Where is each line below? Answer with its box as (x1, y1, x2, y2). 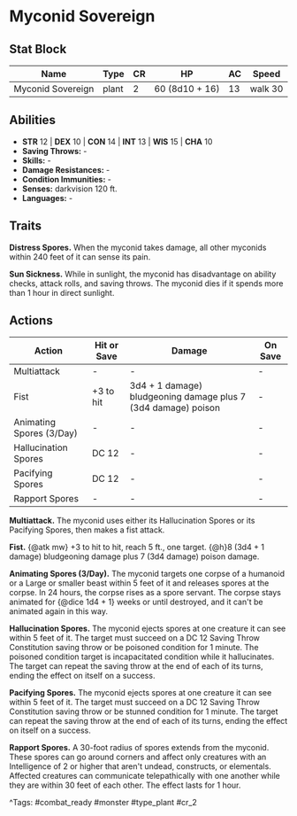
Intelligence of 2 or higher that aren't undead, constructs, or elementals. (9, 761, 271, 772)
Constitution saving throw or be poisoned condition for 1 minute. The (9, 642, 259, 653)
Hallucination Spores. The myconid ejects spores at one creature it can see (9, 623, 286, 634)
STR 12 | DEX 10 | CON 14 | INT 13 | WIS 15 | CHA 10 (21, 136, 213, 147)
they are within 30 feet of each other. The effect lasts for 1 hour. (9, 780, 241, 790)
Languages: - (21, 192, 73, 203)
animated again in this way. (9, 606, 109, 617)
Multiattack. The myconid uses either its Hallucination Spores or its (9, 516, 255, 526)
